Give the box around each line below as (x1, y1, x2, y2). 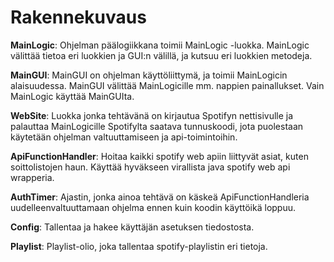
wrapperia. (10, 171, 55, 183)
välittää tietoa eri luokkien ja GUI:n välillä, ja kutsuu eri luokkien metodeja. (10, 49, 313, 61)
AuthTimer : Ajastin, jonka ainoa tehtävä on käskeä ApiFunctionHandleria (10, 191, 310, 203)
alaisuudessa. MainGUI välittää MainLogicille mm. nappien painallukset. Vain (10, 79, 325, 91)
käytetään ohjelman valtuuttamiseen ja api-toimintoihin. (10, 131, 238, 143)
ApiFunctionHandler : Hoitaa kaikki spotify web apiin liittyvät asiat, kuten (10, 150, 309, 162)
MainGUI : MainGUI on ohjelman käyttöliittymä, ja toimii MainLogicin (10, 69, 288, 81)
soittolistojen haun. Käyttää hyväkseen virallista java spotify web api (10, 161, 291, 173)
